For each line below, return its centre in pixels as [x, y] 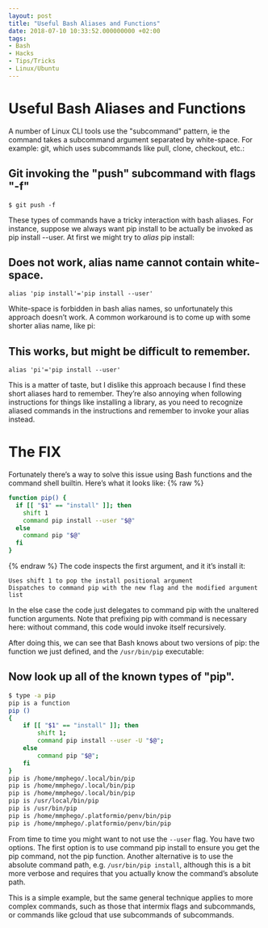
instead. [22, 420]
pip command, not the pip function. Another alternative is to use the [121, 856]
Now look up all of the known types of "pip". [121, 677]
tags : [17, 38]
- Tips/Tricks [32, 61]
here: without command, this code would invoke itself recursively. [117, 627]
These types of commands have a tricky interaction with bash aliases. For [131, 220]
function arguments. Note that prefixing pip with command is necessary [128, 619]
